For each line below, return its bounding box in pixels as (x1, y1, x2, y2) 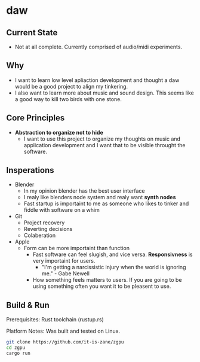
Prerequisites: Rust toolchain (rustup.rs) (6, 316, 104, 323)
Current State (6, 28, 58, 38)
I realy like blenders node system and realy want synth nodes (23, 194, 176, 201)
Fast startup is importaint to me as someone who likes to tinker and (23, 200, 189, 207)
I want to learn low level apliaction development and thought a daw (14, 76, 180, 84)
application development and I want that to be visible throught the (23, 141, 186, 148)
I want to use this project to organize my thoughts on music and (23, 135, 181, 142)
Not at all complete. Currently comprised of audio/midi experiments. (14, 43, 183, 50)
